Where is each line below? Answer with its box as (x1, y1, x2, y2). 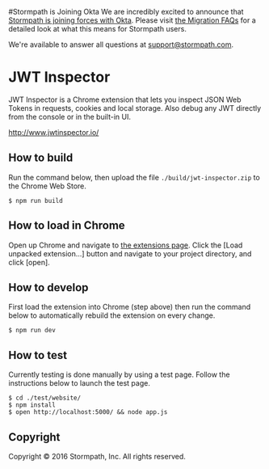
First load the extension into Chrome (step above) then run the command (8, 302, 251, 312)
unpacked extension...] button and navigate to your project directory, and (8, 248, 252, 258)
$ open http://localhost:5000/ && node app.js (8, 408, 168, 416)
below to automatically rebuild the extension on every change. (8, 311, 216, 320)
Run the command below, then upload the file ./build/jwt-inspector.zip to (8, 172, 260, 182)
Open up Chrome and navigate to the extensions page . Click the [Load (8, 240, 243, 250)
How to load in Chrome (8, 218, 125, 233)
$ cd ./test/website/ (8, 394, 82, 403)
